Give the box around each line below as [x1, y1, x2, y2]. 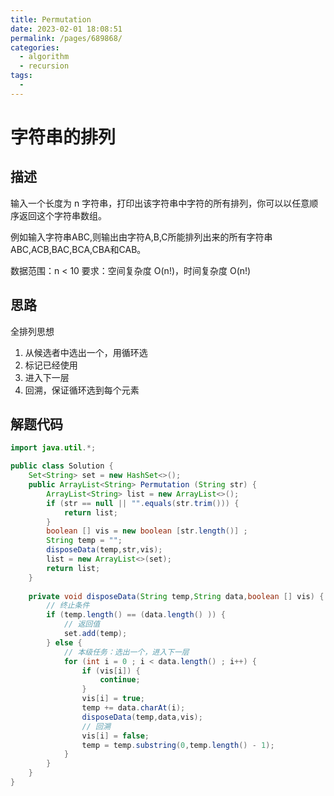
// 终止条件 [46, 601, 90, 611]
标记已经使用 [24, 359, 78, 371]
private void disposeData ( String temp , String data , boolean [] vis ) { [28, 591, 325, 601]
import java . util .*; [10, 443, 97, 453]
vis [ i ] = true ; [81, 694, 145, 704]
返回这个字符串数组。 [18, 209, 107, 221]
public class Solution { [10, 461, 114, 471]
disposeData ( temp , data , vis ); [81, 712, 203, 722]
